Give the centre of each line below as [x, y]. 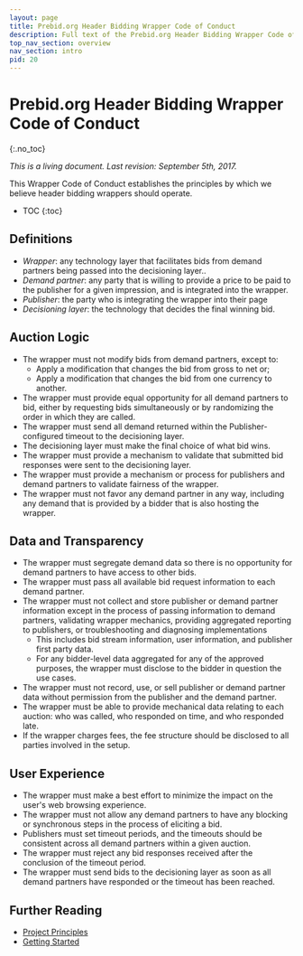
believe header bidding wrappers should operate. [101, 193]
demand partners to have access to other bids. [109, 572]
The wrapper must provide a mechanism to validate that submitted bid [153, 455]
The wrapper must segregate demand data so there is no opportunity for [157, 563]
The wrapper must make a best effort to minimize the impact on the [147, 795]
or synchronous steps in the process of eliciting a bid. [122, 824]
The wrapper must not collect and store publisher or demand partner [150, 601]
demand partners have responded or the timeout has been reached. [148, 882]
